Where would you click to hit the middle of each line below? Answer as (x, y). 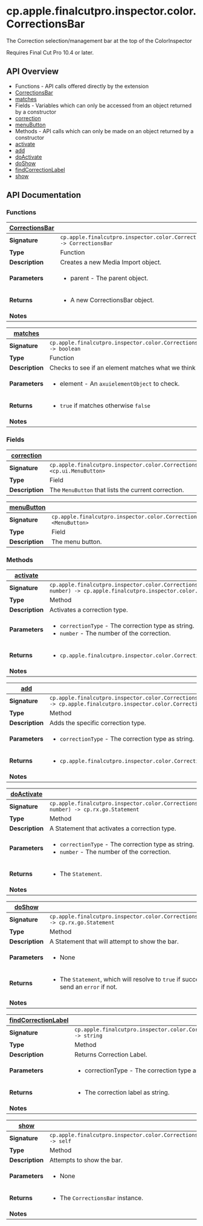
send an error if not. (89, 987)
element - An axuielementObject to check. (120, 384)
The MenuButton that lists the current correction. (117, 490)
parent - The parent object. (109, 278)
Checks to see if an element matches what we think (122, 368)
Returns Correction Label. (111, 1055)
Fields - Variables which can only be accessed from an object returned (103, 105)
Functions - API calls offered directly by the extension (82, 86)
